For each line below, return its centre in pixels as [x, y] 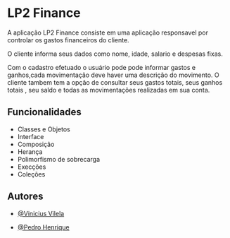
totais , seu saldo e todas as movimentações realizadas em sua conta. [109, 90]
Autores [25, 197]
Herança [30, 151]
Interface [31, 136]
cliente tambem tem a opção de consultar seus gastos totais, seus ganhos [115, 82]
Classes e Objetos [44, 129]
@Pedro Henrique [43, 227]
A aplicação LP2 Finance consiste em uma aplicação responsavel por [108, 32]
